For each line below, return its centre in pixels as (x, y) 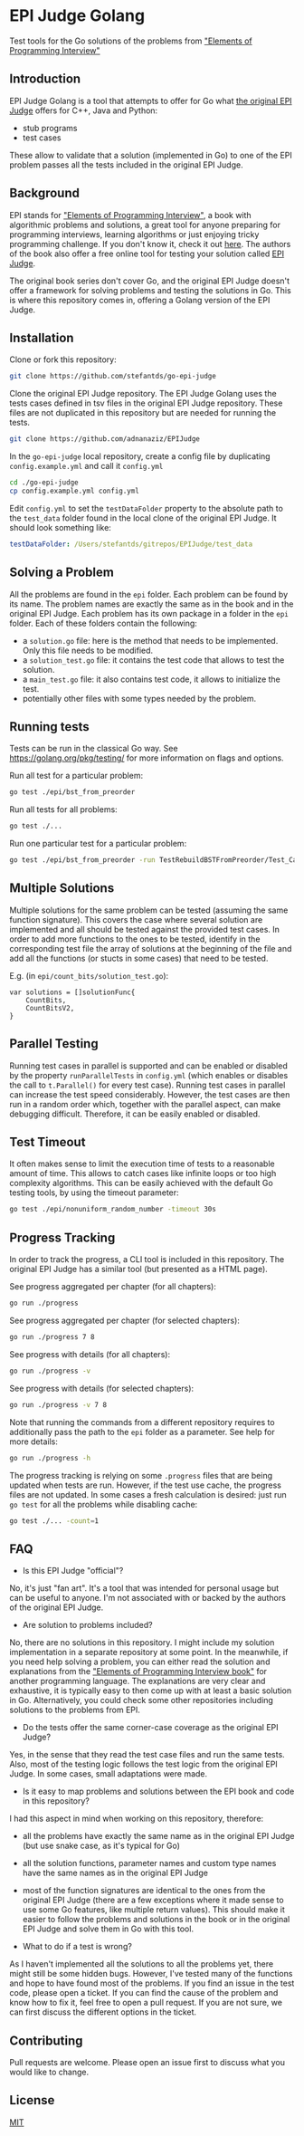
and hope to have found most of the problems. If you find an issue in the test (152, 1983)
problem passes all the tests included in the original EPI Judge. (126, 165)
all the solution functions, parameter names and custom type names (149, 1863)
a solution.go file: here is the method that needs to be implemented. (150, 640)
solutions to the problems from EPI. (75, 1710)
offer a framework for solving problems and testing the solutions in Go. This (150, 290)
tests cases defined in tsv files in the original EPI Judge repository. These (146, 403)
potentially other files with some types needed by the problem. (139, 698)
